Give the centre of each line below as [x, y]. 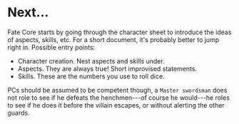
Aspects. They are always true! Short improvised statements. [107, 68]
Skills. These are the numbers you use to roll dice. [91, 76]
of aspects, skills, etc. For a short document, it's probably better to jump [113, 39]
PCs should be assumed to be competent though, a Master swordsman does [117, 90]
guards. [19, 113]
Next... [28, 12]
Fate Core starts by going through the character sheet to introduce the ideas [119, 32]
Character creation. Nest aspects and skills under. [91, 61]
